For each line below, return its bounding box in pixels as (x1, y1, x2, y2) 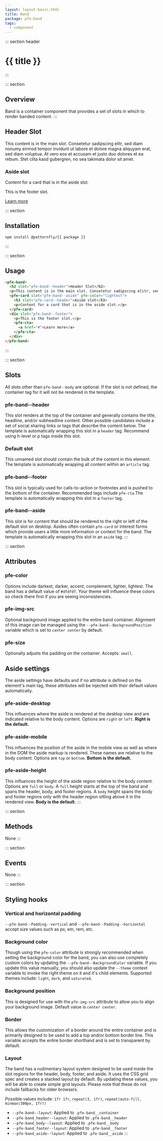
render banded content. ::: (5, 113, 57, 119)
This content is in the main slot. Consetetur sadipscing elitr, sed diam (5, 140, 143, 146)
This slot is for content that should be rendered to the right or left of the (5, 518, 148, 524)
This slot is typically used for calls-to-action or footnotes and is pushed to (5, 484, 153, 490)
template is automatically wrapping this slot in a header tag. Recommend (5, 427, 149, 434)
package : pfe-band (5, 16, 42, 21)
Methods (5, 822, 33, 831)
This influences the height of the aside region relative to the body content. (5, 778, 153, 784)
